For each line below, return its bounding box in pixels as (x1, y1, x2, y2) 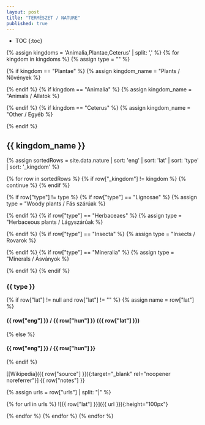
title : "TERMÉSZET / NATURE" (6, 15, 81, 21)
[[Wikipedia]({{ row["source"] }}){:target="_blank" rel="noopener (6, 370, 171, 377)
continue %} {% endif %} (6, 182, 70, 189)
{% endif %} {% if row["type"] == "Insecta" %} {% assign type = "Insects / (6, 231, 196, 238)
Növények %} (6, 74, 41, 82)
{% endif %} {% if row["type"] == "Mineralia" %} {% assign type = (6, 249, 174, 256)
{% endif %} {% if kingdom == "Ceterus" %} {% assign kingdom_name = (6, 104, 191, 112)
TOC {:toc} (15, 37, 43, 45)
